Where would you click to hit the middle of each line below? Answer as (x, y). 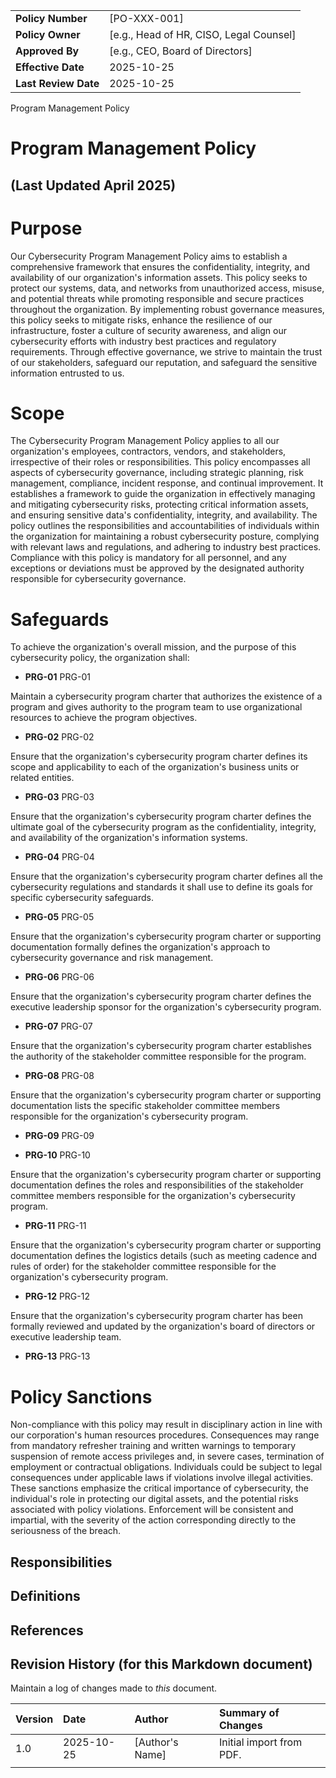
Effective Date (50, 67)
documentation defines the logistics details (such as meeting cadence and (164, 1256)
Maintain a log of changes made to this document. (114, 1688)
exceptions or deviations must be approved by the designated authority (157, 568)
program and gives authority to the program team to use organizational (156, 707)
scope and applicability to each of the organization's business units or (155, 767)
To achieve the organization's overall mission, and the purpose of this (153, 647)
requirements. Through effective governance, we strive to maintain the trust (166, 351)
